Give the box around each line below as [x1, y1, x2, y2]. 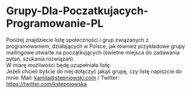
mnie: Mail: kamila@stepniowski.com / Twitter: [6, 74, 120, 81]
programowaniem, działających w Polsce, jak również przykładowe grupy [6, 43, 186, 50]
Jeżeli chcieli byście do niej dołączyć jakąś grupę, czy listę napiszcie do [6, 68, 182, 75]
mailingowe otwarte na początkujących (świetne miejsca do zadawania [6, 49, 180, 56]
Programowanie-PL [6, 17, 104, 30]
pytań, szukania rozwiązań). [6, 55, 75, 62]
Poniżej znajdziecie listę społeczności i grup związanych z [6, 36, 149, 43]
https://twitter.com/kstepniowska [6, 80, 87, 87]
